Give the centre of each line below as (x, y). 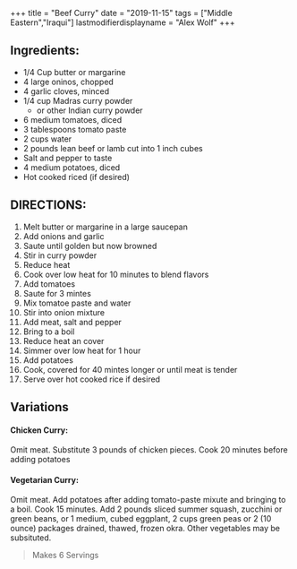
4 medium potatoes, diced (72, 167)
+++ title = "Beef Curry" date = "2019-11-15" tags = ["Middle (122, 13)
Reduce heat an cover (64, 341)
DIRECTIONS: (49, 205)
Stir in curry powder (60, 255)
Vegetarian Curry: (45, 479)
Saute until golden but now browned (90, 246)
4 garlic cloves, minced (66, 91)
